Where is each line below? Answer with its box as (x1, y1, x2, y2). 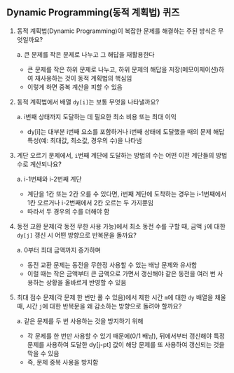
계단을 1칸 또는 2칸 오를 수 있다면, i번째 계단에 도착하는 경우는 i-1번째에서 (27, 189, 227, 198)
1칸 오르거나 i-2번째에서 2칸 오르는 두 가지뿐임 (27, 198, 154, 207)
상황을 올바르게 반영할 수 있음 (46, 278, 127, 286)
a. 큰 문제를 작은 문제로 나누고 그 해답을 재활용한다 (16, 50, 155, 58)
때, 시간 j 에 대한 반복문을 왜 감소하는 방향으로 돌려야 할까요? (16, 301, 182, 310)
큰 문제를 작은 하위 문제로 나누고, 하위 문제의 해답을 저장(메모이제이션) (27, 65, 219, 74)
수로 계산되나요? (16, 160, 62, 168)
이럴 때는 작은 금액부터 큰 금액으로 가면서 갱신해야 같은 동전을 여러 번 (27, 269, 216, 278)
